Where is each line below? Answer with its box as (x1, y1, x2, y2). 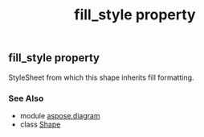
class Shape (19, 119, 61, 129)
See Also (8, 93, 44, 104)
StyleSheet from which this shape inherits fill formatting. (8, 73, 194, 82)
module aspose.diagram (19, 110, 100, 120)
